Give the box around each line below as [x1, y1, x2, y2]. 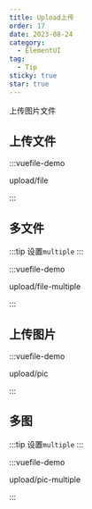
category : [9, 38, 46, 47]
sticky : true [9, 71, 57, 80]
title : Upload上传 [9, 13, 74, 22]
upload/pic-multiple [9, 474, 81, 485]
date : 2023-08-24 [9, 29, 73, 38]
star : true [9, 79, 50, 88]
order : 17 [9, 21, 46, 30]
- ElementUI [17, 46, 62, 55]
